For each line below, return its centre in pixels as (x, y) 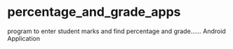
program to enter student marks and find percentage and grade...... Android (116, 31)
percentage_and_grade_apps (94, 12)
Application (24, 38)
